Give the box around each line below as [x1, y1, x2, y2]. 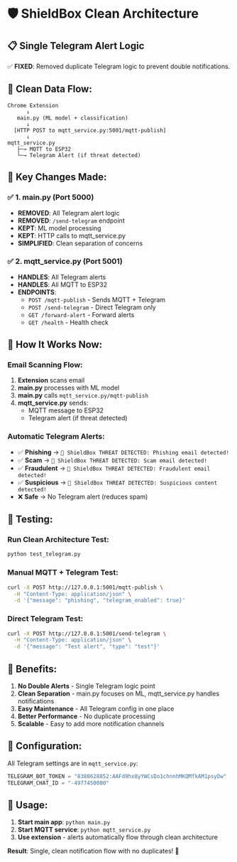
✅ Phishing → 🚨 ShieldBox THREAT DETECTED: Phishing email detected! [17, 447, 229, 456]
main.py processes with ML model [17, 383, 120, 392]
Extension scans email [17, 376, 85, 385]
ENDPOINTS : [17, 287, 57, 296]
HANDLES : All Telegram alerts [17, 272, 106, 281]
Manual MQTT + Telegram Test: [7, 568, 118, 578]
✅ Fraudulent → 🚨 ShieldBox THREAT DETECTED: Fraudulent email [17, 464, 211, 472]
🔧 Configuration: [7, 740, 82, 752]
